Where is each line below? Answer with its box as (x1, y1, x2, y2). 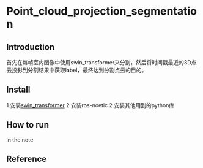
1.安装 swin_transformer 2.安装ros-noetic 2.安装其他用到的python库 (6, 101, 175, 109)
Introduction (6, 42, 55, 52)
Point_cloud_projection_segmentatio (6, 4, 197, 18)
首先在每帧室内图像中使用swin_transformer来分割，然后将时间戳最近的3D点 (6, 59, 197, 66)
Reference (6, 154, 47, 164)
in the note (6, 136, 34, 143)
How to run (6, 120, 50, 130)
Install (6, 85, 31, 95)
